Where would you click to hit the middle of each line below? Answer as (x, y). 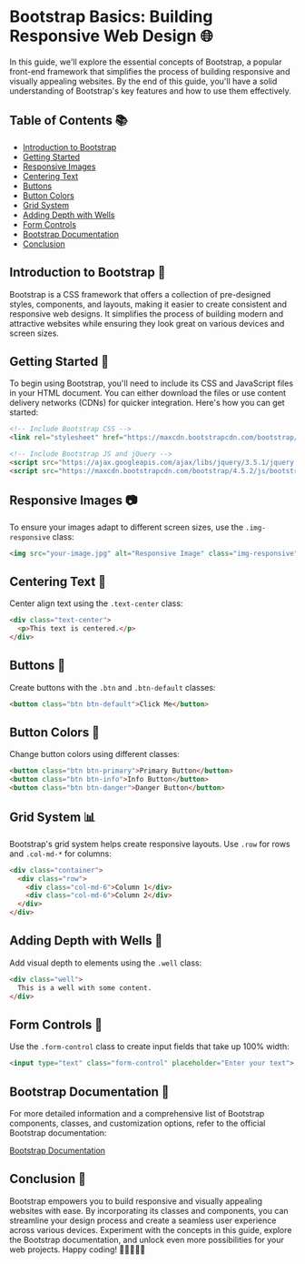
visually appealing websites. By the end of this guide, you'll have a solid (143, 81)
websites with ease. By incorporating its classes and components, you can (149, 1210)
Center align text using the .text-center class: (96, 603)
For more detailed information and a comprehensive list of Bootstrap (137, 1113)
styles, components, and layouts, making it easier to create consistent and (148, 304)
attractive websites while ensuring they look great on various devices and (147, 323)
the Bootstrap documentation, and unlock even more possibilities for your (147, 1239)
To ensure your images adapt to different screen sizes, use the (126, 527)
